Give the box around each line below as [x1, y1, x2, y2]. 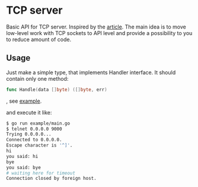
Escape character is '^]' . [6, 142, 73, 148]
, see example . [6, 97, 42, 104]
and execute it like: [6, 109, 52, 116]
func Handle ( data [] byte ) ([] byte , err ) [6, 87, 108, 93]
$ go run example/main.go [6, 120, 70, 126]
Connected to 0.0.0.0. [6, 137, 62, 143]
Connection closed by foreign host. [6, 176, 97, 182]
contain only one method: [6, 75, 69, 82]
